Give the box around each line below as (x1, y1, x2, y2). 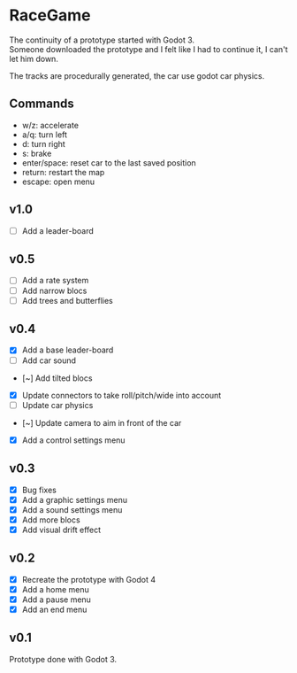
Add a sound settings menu (21, 504, 123, 514)
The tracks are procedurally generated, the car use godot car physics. (9, 70, 265, 81)
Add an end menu (21, 604, 88, 615)
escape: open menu (21, 176, 95, 187)
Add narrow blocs (21, 285, 88, 296)
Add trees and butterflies (21, 295, 113, 306)
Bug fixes (21, 484, 57, 495)
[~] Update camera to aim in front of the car (21, 417, 182, 428)
